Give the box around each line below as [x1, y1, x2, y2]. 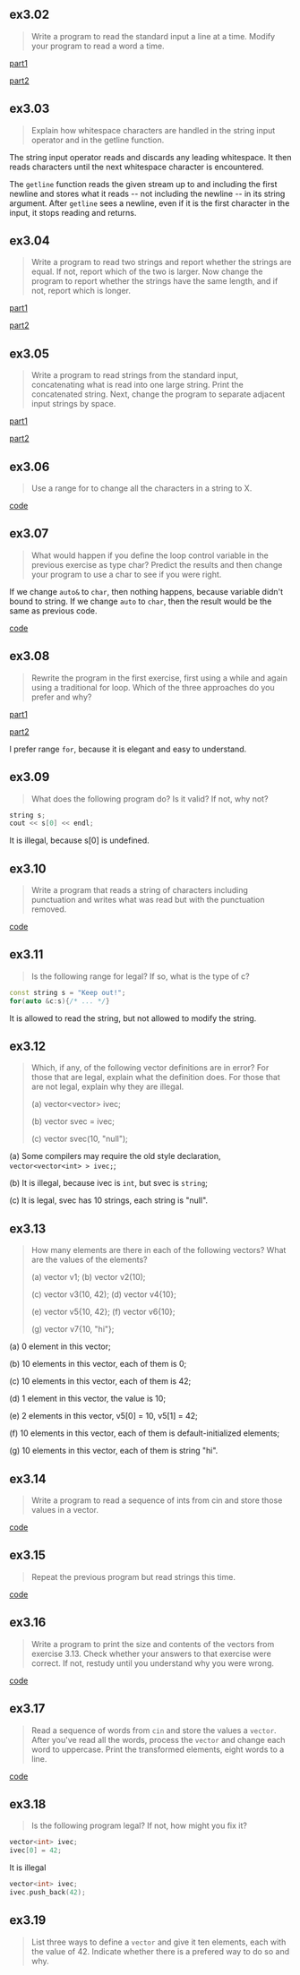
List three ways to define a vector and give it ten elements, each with [30, 1936, 287, 1947]
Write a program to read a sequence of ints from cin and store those [30, 1495, 283, 1506]
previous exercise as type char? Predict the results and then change [30, 559, 283, 570]
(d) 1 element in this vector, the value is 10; [9, 1393, 167, 1404]
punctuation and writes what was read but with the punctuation [30, 895, 265, 906]
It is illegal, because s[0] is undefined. [9, 835, 150, 846]
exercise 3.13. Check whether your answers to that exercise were [30, 1648, 271, 1659]
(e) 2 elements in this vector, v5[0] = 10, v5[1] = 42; [9, 1411, 199, 1421]
